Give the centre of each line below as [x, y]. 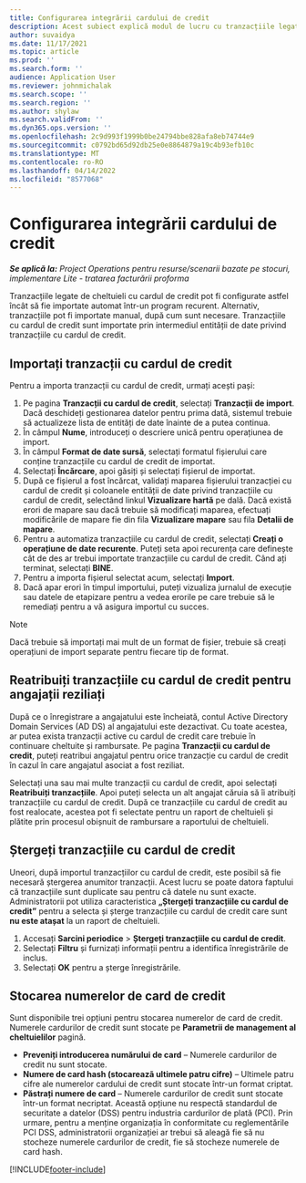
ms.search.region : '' [51, 103]
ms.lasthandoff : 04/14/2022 [63, 171]
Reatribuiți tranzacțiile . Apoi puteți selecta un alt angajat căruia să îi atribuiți [153, 792]
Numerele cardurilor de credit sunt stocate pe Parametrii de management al [153, 1028]
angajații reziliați [57, 695]
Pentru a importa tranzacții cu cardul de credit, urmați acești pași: [132, 385]
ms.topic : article [44, 52]
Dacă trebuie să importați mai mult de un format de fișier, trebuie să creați [148, 642]
